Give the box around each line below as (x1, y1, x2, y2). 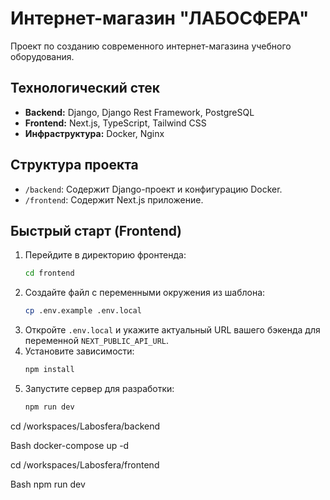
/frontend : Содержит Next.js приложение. (24, 193, 204, 206)
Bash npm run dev (10, 478, 86, 490)
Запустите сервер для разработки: (24, 383, 175, 394)
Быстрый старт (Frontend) (10, 222, 182, 239)
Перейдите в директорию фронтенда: (24, 249, 187, 261)
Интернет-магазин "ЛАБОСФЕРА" (10, 7, 310, 30)
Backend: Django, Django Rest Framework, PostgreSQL (24, 106, 255, 118)
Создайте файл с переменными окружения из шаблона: (24, 287, 266, 299)
